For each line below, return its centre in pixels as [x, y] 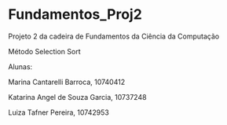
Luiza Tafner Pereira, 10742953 [59, 112]
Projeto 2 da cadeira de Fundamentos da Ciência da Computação [114, 36]
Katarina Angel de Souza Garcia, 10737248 [77, 97]
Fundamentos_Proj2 [75, 15]
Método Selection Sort [44, 51]
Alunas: [20, 66]
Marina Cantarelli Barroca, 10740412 [67, 82]
